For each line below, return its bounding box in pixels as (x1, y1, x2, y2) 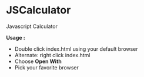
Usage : (6, 34, 25, 41)
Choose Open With (14, 58, 62, 65)
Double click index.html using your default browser (14, 45, 138, 52)
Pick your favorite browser (14, 64, 79, 71)
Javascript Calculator (6, 23, 58, 30)
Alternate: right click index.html (14, 51, 91, 58)
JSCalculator (6, 3, 71, 17)
